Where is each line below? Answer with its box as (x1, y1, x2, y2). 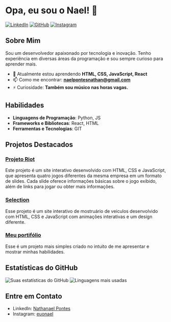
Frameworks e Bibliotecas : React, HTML (12, 120, 99, 126)
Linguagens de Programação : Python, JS (12, 115, 101, 121)
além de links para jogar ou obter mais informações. (5, 184, 115, 190)
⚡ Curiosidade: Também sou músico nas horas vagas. (12, 84, 129, 90)
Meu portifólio (5, 231, 41, 239)
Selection (5, 197, 30, 204)
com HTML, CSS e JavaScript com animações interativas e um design (5, 213, 153, 220)
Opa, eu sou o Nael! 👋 (5, 5, 98, 16)
